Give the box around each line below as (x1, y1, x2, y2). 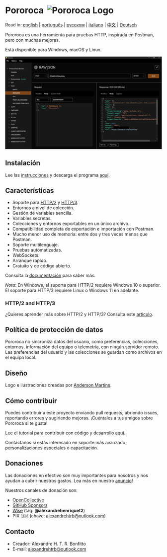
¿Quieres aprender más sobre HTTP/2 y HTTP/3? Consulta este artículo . (5, 311, 154, 317)
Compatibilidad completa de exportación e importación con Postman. (12, 226, 155, 232)
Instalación (5, 159, 41, 167)
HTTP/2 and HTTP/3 (5, 300, 56, 307)
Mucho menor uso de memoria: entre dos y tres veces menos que (12, 231, 148, 237)
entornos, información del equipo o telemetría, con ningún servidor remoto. (5, 344, 160, 350)
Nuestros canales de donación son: (5, 487, 78, 493)
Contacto (5, 528, 35, 536)
